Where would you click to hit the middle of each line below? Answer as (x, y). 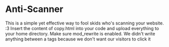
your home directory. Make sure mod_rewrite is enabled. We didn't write (80, 33)
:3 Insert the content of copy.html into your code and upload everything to (82, 28)
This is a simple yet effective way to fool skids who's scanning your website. (84, 23)
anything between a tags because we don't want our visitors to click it (78, 39)
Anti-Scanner (34, 9)
